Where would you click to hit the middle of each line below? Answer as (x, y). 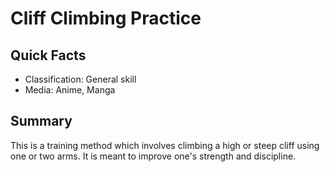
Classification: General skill (80, 79)
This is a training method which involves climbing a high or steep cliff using (165, 145)
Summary (41, 121)
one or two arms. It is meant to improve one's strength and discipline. (153, 156)
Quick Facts (48, 55)
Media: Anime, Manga (70, 90)
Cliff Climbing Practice (106, 18)
